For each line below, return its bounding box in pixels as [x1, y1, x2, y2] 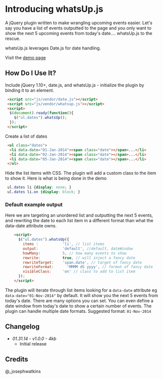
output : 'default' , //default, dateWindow [23, 246, 133, 251]
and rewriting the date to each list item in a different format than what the [5, 218, 154, 224]
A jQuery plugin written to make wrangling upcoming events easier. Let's [5, 20, 153, 26]
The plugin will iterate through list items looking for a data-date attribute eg [5, 287, 158, 293]
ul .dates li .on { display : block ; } [7, 189, 80, 194]
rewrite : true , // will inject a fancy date [23, 255, 135, 260]
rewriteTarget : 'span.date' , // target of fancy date [23, 260, 142, 265]
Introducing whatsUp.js [5, 3, 103, 15]
